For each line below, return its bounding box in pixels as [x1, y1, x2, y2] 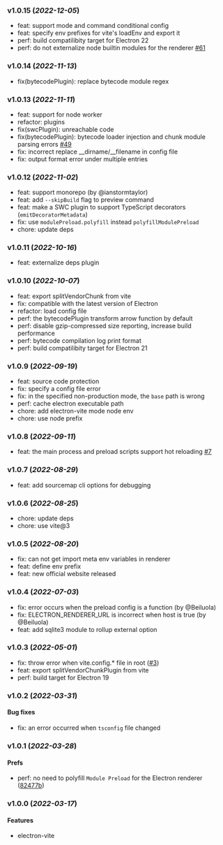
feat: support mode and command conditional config [17, 22, 169, 30]
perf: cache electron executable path [17, 399, 124, 408]
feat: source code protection [17, 377, 100, 385]
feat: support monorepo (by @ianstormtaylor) [17, 188, 148, 197]
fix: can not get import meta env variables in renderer [17, 554, 171, 564]
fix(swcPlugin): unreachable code [17, 125, 114, 133]
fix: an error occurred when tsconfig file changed [17, 723, 161, 732]
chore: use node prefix [17, 414, 83, 422]
